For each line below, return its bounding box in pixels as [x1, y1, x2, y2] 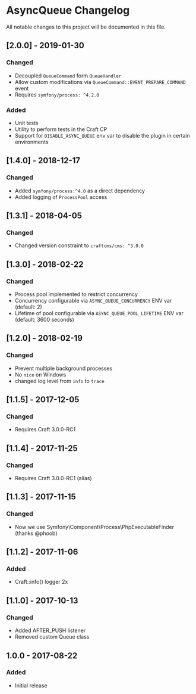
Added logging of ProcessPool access [14, 193, 108, 200]
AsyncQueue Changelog [6, 4, 130, 17]
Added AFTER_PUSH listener [14, 627, 86, 634]
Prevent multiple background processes [14, 365, 113, 372]
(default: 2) [14, 303, 43, 310]
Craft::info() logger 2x [14, 578, 68, 586]
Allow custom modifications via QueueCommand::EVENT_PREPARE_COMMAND [14, 78, 186, 85]
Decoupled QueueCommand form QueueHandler [14, 72, 122, 79]
